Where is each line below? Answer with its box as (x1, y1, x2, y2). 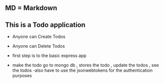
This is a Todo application (5, 21, 85, 29)
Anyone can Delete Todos (12, 43, 65, 49)
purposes (12, 73, 32, 79)
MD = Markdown (5, 4, 58, 12)
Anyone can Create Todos (12, 34, 66, 40)
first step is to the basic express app (12, 53, 86, 58)
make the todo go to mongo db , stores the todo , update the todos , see (12, 62, 159, 68)
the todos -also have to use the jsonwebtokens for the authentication (12, 67, 153, 73)
